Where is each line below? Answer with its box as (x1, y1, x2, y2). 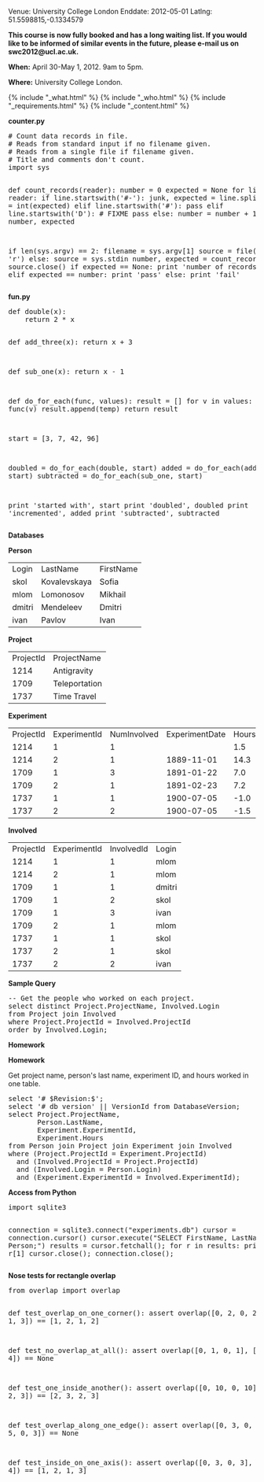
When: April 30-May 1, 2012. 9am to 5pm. (8, 62, 144, 72)
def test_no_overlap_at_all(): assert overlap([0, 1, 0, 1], (8, 1346, 249, 1354)
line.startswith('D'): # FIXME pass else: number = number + (8, 209, 249, 218)
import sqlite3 (8, 1203, 67, 1211)
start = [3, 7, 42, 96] (8, 434, 100, 443)
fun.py (8, 292, 31, 301)
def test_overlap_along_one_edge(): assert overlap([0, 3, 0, (8, 1421, 253, 1429)
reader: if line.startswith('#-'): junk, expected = (8, 194, 216, 202)
